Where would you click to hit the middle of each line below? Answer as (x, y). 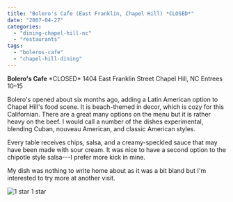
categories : (24, 26)
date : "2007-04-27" (35, 20)
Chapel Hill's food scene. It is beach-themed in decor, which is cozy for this (116, 107)
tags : (15, 46)
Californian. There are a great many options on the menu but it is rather (109, 114)
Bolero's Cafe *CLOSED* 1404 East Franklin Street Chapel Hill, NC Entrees (115, 78)
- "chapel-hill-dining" (48, 59)
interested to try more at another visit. (62, 178)
